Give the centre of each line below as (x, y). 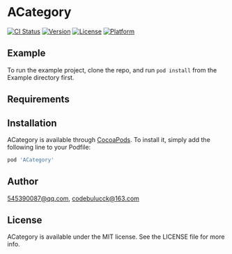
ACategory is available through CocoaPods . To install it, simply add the (109, 139)
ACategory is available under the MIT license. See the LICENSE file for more (116, 237)
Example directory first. (41, 77)
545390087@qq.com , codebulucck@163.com (73, 198)
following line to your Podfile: (49, 147)
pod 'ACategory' (31, 160)
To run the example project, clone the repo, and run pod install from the (112, 70)
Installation (32, 123)
